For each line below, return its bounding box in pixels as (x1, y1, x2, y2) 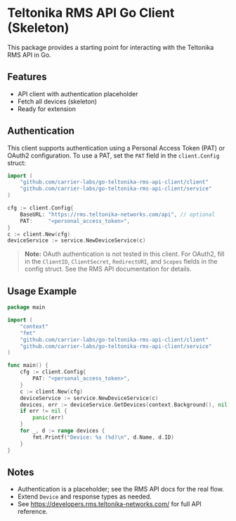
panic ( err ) (32, 414, 65, 421)
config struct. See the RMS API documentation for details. (24, 265, 192, 274)
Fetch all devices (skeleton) (17, 97, 97, 105)
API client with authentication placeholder (17, 89, 138, 98)
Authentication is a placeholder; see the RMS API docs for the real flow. (17, 485, 225, 494)
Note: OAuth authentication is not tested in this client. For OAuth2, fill (24, 250, 225, 258)
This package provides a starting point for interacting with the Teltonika (7, 43, 214, 51)
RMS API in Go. (7, 51, 51, 59)
